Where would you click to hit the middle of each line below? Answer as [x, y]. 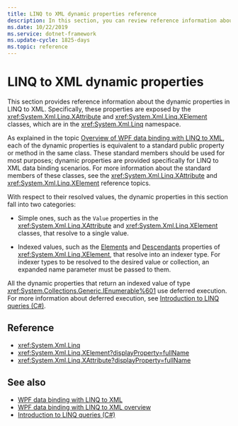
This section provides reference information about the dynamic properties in [119, 101]
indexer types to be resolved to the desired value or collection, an [113, 262]
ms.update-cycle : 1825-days [49, 40]
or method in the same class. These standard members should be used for [116, 152]
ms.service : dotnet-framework [52, 34]
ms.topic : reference [38, 47]
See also [27, 382]
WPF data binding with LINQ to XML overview [84, 407]
